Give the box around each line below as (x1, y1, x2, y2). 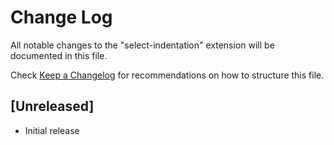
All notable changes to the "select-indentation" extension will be (10, 39, 275, 51)
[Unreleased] (10, 98, 95, 115)
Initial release (24, 124, 80, 136)
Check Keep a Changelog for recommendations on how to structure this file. (10, 69, 325, 81)
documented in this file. (10, 49, 108, 61)
